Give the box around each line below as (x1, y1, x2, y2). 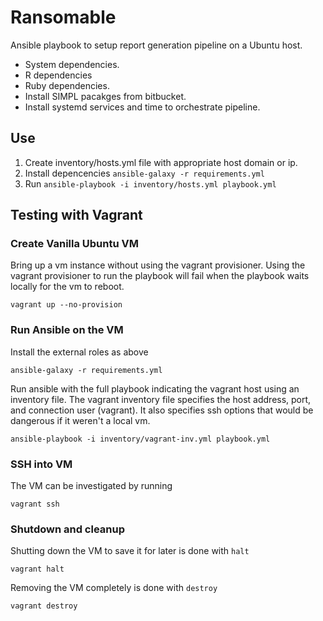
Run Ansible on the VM (10, 323, 124, 337)
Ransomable (10, 6, 117, 29)
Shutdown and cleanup (10, 522, 126, 536)
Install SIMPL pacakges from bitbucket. (24, 90, 187, 102)
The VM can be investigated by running (10, 480, 173, 492)
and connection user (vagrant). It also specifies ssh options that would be (10, 404, 314, 416)
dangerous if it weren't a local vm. (10, 414, 151, 426)
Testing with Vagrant (10, 207, 143, 224)
